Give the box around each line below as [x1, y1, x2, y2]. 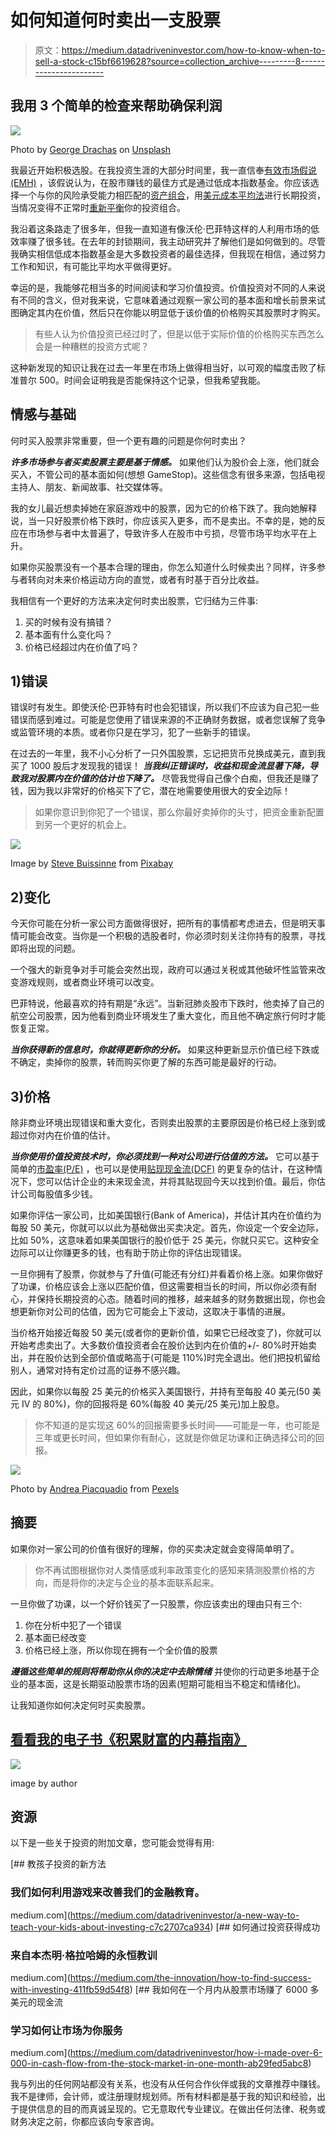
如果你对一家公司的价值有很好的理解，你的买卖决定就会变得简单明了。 [10, 1542, 300, 1555]
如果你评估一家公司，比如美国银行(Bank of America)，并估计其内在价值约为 [10, 1209, 322, 1221]
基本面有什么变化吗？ [24, 628, 113, 640]
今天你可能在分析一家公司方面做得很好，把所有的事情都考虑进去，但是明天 [10, 917, 317, 930]
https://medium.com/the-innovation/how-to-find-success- [69, 1972, 312, 1984]
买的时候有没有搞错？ [24, 616, 113, 628]
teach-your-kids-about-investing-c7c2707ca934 [10, 1921, 211, 1933]
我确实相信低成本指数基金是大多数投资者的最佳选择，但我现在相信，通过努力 [10, 247, 326, 260]
